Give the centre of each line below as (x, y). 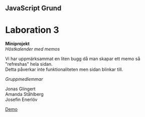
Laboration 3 (32, 30)
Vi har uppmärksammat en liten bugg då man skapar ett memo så (73, 59)
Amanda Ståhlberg (24, 94)
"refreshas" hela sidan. (29, 64)
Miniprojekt (18, 44)
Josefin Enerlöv (21, 99)
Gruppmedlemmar (24, 79)
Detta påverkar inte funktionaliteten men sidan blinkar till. (64, 69)
